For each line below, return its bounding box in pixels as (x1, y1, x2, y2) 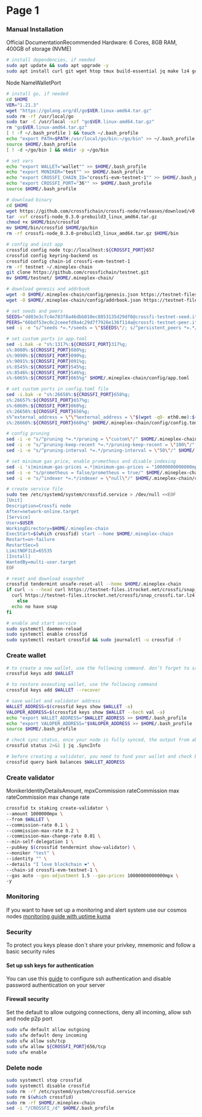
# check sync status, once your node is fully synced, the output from (6, 737, 189, 743)
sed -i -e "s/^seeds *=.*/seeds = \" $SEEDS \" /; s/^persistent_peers (6, 325, 182, 331)
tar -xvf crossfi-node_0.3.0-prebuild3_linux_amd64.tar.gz (6, 214, 158, 220)
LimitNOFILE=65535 (6, 548, 52, 554)
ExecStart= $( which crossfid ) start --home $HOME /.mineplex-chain (6, 531, 173, 537)
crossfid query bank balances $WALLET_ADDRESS (6, 759, 125, 765)
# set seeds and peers (6, 308, 63, 314)
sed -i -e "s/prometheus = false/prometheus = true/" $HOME (6, 469, 161, 476)
